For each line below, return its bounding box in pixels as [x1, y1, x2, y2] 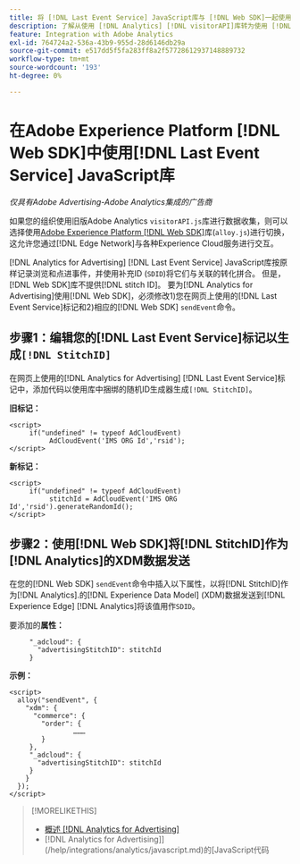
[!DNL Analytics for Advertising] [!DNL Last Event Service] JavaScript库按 [9, 257, 280, 267]
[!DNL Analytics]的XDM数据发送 [9, 553, 190, 568]
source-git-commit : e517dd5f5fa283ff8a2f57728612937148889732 [9, 47, 246, 55]
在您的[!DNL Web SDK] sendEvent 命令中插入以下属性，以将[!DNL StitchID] [9, 579, 281, 589]
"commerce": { [32, 712, 87, 721]
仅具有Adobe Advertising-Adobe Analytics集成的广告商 [9, 196, 212, 207]
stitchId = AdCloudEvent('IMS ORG [48, 494, 178, 504]
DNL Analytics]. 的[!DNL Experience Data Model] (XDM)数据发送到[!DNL [21, 589, 286, 600]
